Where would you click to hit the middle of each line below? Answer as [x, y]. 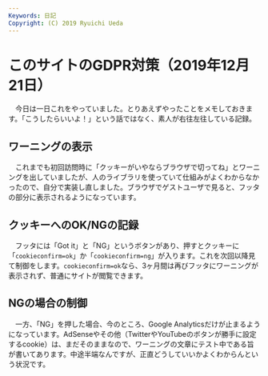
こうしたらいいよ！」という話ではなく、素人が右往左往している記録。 [140, 119]
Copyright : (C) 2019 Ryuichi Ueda [66, 23]
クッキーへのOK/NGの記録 [74, 225]
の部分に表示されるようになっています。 [74, 198]
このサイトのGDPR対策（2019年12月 [129, 65]
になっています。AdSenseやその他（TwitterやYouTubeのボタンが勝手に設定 [132, 334]
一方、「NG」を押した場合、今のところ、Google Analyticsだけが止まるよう [138, 324]
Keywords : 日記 [32, 16]
